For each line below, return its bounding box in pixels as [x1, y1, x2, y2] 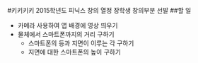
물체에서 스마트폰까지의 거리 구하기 [17, 30, 115, 38]
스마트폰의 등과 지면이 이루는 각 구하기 [28, 39, 134, 47]
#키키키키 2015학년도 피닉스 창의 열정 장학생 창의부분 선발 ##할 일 [7, 6, 192, 14]
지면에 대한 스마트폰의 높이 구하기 [28, 48, 122, 56]
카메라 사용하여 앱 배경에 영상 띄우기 [17, 21, 118, 30]
